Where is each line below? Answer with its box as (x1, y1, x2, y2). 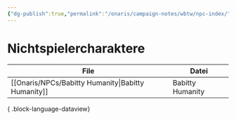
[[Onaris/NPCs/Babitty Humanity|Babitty (11, 78, 145, 88)
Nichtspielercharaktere (7, 40, 145, 56)
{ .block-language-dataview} (7, 105, 91, 113)
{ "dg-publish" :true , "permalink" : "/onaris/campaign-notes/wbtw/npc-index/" (7, 10, 231, 18)
